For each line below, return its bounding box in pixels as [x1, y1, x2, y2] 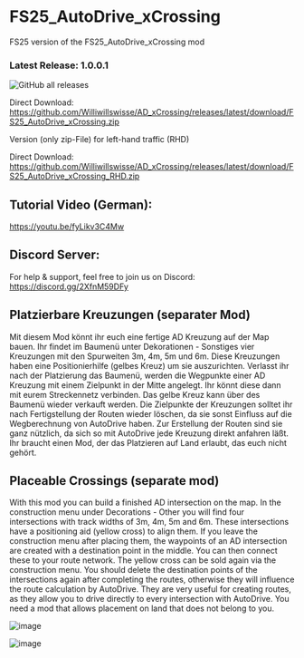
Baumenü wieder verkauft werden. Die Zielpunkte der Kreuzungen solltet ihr [9, 399, 293, 410]
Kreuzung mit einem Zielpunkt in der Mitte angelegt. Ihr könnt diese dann [9, 379, 282, 391]
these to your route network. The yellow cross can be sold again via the [9, 555, 277, 566]
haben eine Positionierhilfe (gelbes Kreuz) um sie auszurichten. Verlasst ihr [9, 360, 290, 371]
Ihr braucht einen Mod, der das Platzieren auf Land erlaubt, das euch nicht [9, 437, 288, 448]
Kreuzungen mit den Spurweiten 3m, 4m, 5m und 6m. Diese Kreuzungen [9, 351, 280, 362]
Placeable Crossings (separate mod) [9, 473, 220, 489]
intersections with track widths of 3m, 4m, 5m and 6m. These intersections [9, 517, 290, 527]
